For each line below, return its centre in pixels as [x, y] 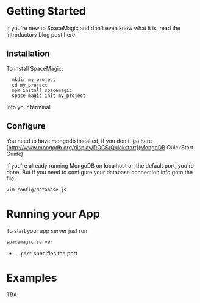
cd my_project [30, 85]
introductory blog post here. [42, 34]
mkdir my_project [34, 80]
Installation [28, 54]
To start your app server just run [47, 230]
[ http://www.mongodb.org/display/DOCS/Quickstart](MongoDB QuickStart [100, 147]
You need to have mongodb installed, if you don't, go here [79, 141]
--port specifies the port [46, 253]
